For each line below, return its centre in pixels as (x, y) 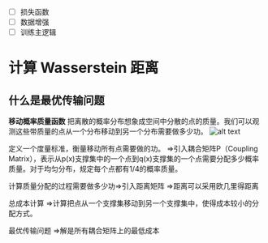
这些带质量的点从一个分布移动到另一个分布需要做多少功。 (111, 131)
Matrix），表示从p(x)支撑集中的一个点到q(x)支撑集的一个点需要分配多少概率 (134, 159)
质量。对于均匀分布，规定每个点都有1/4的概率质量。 (95, 169)
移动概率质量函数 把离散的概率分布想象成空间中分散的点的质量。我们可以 (130, 122)
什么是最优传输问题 (56, 100)
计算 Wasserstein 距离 (84, 68)
